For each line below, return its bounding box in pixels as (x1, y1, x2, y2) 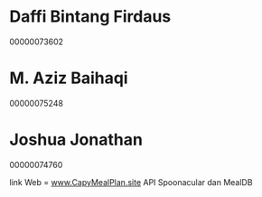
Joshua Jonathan (9, 129, 143, 150)
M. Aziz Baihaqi (9, 68, 128, 89)
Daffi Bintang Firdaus (9, 6, 172, 27)
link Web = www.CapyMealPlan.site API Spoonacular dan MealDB (9, 176, 253, 187)
